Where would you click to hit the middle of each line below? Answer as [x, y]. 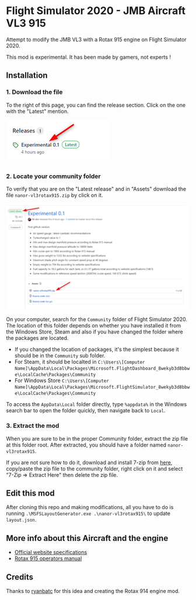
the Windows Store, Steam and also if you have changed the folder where [94, 332]
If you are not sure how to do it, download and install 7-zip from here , [89, 462]
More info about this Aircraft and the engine [87, 538]
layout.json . [21, 520]
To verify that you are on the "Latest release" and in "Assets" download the [96, 189]
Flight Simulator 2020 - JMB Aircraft [96, 11]
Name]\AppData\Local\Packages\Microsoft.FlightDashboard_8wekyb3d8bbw [102, 369]
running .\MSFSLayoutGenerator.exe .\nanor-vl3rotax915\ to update [88, 513]
